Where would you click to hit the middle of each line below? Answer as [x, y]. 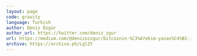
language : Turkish [28, 22]
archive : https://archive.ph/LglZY [50, 44]
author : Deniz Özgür [31, 28]
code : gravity [23, 17]
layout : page [22, 11]
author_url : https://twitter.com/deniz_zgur [61, 33]
